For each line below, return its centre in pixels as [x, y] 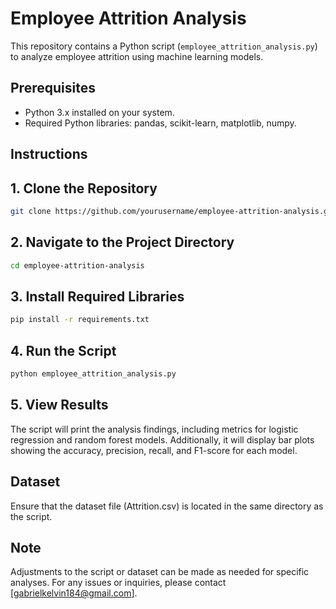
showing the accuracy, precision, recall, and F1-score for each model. [154, 450]
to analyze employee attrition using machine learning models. [137, 56]
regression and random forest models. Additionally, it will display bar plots [162, 439]
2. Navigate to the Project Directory [122, 242]
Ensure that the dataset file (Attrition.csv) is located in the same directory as [167, 506]
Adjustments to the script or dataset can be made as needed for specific [160, 572]
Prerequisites [53, 88]
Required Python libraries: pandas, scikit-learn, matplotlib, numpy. [160, 123]
